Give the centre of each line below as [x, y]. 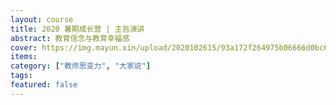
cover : [24, 47]
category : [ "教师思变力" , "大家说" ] [81, 66]
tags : [21, 76]
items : [24, 57]
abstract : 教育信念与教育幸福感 [70, 38]
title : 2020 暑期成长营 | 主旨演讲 [77, 29]
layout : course [42, 19]
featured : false [44, 85]
